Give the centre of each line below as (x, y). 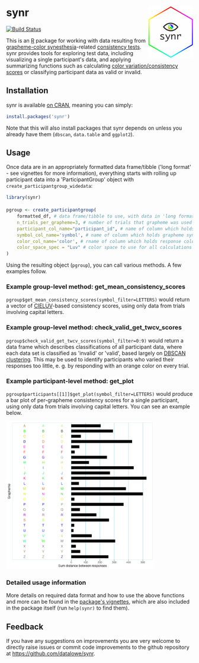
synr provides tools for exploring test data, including (70, 53)
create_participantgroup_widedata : (49, 186)
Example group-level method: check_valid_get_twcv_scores (94, 328)
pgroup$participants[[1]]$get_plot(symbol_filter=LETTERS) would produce (99, 394)
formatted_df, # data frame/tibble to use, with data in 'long (97, 216)
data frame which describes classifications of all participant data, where (94, 347)
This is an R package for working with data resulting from (76, 40)
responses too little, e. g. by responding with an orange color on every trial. (98, 366)
